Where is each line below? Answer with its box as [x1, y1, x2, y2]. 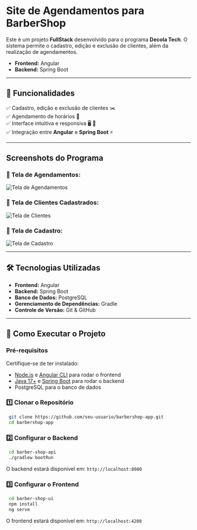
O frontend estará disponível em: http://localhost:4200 [6, 517, 142, 524]
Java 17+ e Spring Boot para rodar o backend [14, 377, 124, 384]
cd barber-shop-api [8, 449, 57, 455]
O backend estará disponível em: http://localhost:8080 [6, 465, 142, 472]
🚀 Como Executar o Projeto [6, 329, 106, 339]
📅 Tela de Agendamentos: [6, 171, 81, 179]
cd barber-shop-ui [8, 495, 54, 501]
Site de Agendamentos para [6, 4, 145, 18]
